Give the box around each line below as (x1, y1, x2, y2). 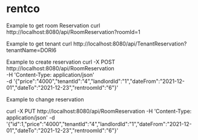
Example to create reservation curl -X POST (6, 58, 116, 65)
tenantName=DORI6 (6, 46, 56, 53)
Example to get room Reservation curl (6, 22, 101, 29)
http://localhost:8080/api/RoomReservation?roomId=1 (6, 28, 140, 35)
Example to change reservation (6, 96, 84, 103)
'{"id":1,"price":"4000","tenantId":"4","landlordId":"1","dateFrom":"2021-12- (6, 120, 192, 127)
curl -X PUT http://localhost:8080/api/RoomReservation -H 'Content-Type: (6, 107, 192, 115)
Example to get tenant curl (6, 40, 72, 47)
